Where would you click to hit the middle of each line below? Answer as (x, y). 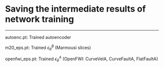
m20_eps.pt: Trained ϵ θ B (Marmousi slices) (48, 48)
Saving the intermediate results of (75, 9)
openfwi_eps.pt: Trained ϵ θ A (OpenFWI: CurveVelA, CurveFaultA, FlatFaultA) (82, 59)
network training (40, 19)
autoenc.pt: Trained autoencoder (38, 37)
